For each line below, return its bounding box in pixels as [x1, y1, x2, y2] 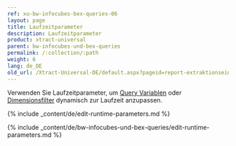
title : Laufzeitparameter [7, 23, 83, 30]
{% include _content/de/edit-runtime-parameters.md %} [7, 109, 171, 118]
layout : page [7, 17, 46, 24]
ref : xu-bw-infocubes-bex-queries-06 [7, 10, 118, 18]
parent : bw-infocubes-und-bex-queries [7, 43, 121, 50]
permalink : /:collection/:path [7, 50, 99, 57]
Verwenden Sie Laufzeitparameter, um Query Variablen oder [7, 88, 182, 97]
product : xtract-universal [7, 36, 86, 44]
